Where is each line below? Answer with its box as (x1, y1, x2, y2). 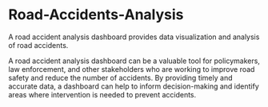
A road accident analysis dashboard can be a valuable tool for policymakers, (8, 56, 260, 65)
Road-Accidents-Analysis (8, 6, 184, 24)
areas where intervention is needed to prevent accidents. (8, 89, 197, 99)
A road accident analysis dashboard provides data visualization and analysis (8, 32, 260, 42)
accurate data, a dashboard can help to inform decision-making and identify (8, 81, 260, 91)
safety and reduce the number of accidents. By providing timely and (8, 73, 233, 82)
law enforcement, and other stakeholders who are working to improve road (8, 64, 255, 73)
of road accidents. (8, 40, 69, 50)
